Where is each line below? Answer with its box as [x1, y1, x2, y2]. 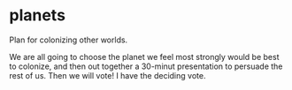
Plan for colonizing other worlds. [9, 34, 128, 45]
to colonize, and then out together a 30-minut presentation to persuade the [9, 61, 283, 71]
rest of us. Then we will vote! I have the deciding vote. [9, 70, 206, 80]
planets [9, 5, 66, 26]
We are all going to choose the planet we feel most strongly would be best [9, 51, 280, 62]
